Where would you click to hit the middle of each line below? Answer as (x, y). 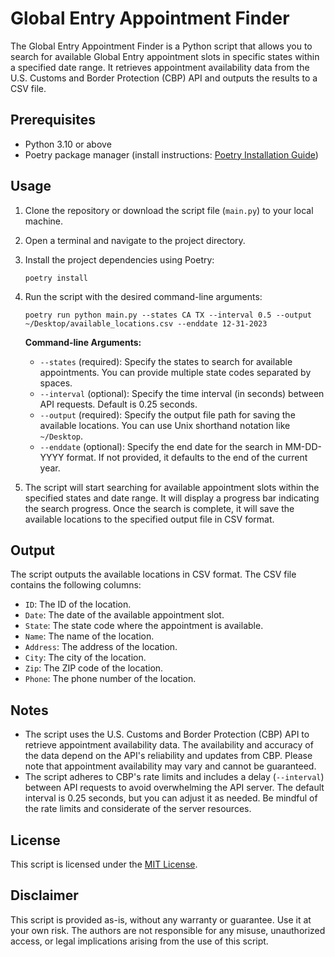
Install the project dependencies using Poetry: (119, 259)
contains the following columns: (76, 585)
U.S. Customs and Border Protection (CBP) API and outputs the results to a (164, 78)
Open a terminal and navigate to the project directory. (135, 240)
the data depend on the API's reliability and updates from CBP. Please (168, 756)
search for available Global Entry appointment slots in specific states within (165, 56)
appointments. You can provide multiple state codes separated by (175, 372)
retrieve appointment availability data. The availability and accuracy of (169, 745)
